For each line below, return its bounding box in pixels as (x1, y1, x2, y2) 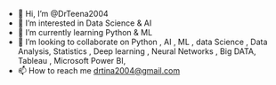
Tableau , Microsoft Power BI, (17, 56, 126, 66)
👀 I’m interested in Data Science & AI (17, 18, 152, 28)
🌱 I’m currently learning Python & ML (17, 27, 153, 37)
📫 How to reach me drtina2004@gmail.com (17, 66, 181, 75)
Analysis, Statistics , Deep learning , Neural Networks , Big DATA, (17, 46, 256, 57)
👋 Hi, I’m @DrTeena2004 (17, 9, 109, 19)
